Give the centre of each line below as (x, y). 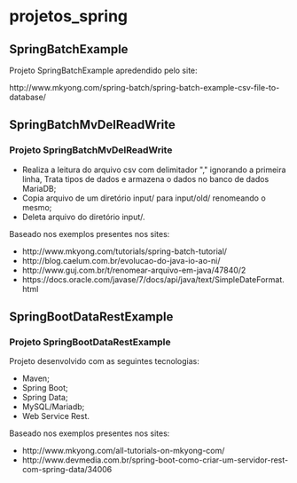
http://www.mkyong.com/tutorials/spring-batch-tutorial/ (125, 251)
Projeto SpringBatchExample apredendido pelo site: (103, 70)
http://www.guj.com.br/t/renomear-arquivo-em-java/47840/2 (134, 270)
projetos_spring (69, 16)
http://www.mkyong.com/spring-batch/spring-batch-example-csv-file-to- (145, 87)
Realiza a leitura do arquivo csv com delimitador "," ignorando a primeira (154, 170)
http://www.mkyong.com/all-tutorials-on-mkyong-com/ (123, 451)
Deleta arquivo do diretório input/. (83, 217)
